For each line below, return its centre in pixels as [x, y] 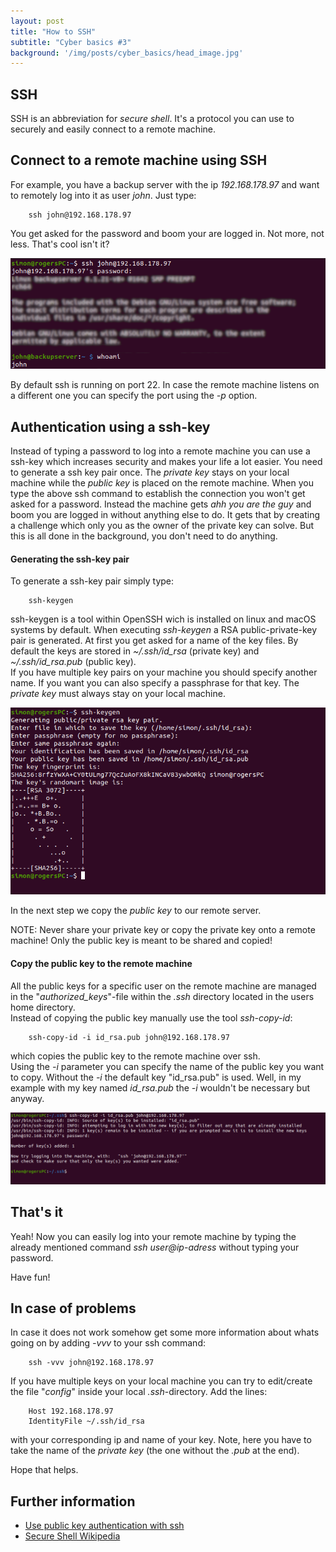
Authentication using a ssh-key [110, 426]
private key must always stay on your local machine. [118, 694]
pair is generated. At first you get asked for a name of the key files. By [154, 641]
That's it [37, 1212]
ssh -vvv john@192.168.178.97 [91, 1363]
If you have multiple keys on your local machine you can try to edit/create [161, 1381]
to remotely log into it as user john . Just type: [103, 195]
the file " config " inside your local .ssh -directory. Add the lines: [139, 1392]
